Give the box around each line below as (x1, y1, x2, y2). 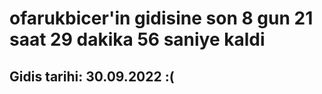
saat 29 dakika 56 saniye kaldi (9, 28, 266, 51)
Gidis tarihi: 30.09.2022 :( (9, 68, 175, 85)
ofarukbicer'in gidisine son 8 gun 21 (9, 7, 314, 30)
